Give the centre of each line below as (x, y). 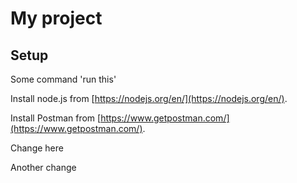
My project (56, 18)
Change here (37, 148)
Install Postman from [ (56, 118)
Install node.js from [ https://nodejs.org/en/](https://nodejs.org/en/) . (149, 98)
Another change (43, 167)
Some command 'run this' (63, 79)
